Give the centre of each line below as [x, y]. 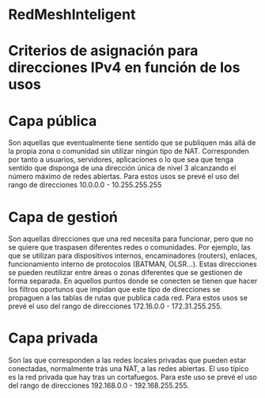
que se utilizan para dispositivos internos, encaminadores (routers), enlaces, [133, 256]
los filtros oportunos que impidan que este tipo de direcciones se [114, 289]
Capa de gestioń [63, 217]
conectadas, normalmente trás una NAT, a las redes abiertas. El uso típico [129, 369]
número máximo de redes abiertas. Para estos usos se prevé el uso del [124, 177]
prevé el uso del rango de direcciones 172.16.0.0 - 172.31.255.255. [115, 306]
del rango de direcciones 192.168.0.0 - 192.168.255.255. [99, 385]
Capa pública [53, 121]
